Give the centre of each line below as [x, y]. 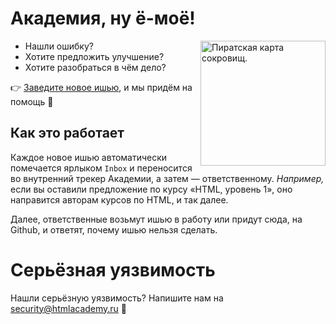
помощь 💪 [32, 101]
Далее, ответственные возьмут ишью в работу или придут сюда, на [156, 219]
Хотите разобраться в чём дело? [95, 67]
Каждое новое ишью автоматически [89, 157]
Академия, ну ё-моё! [103, 18]
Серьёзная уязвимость [113, 269]
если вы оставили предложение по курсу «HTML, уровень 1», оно [151, 189]
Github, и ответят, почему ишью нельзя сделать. [114, 229]
